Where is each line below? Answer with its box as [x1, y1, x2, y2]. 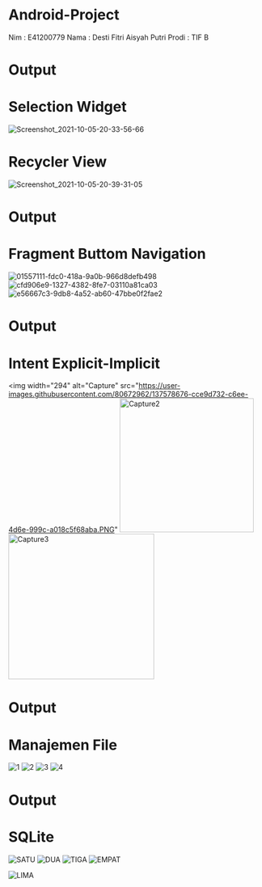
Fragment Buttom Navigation [8, 245, 206, 264]
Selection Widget [8, 98, 127, 116]
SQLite [8, 827, 55, 846]
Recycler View [8, 153, 108, 171]
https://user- [138, 381, 180, 391]
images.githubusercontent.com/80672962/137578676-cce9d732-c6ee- [8, 390, 249, 399]
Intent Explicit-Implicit [8, 354, 160, 373]
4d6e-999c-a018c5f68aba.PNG [8, 525, 115, 534]
